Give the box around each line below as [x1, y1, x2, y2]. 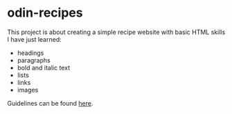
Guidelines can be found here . [7, 99, 93, 107]
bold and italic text [17, 63, 71, 72]
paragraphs [17, 56, 51, 64]
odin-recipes [7, 5, 83, 21]
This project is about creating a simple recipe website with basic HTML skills [7, 28, 226, 36]
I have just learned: [7, 35, 62, 43]
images [17, 85, 39, 94]
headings [17, 49, 44, 57]
